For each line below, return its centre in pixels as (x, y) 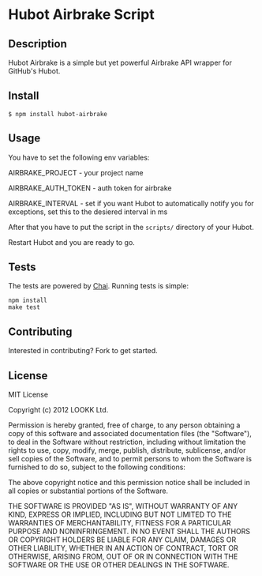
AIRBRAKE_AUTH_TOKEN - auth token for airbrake (90, 188)
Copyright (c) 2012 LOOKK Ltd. (58, 410)
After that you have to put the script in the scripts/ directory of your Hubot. (131, 227)
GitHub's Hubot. (34, 71)
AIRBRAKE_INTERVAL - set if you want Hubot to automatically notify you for (131, 203)
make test (24, 307)
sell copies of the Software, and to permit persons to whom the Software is (130, 459)
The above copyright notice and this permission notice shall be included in (129, 483)
